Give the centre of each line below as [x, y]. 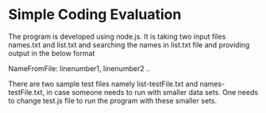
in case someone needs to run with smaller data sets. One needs [152, 92]
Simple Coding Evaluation [95, 15]
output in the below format [52, 53]
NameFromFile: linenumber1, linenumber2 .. [79, 68]
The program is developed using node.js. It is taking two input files [117, 36]
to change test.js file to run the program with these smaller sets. [112, 100]
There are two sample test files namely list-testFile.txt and [103, 84]
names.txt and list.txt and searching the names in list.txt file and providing [129, 44]
